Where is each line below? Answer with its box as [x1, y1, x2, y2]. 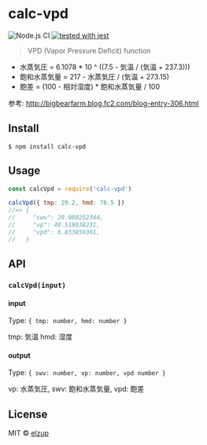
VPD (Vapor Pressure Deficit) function [27, 46, 151, 55]
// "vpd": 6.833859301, [8, 228, 101, 236]
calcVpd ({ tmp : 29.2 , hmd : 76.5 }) [8, 199, 125, 207]
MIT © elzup [8, 428, 50, 438]
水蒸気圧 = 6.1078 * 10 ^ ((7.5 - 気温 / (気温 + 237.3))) [19, 62, 190, 72]
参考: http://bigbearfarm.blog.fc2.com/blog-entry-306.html [8, 98, 199, 108]
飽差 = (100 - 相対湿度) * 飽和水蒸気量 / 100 [19, 82, 160, 91]
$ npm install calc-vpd [8, 142, 87, 150]
